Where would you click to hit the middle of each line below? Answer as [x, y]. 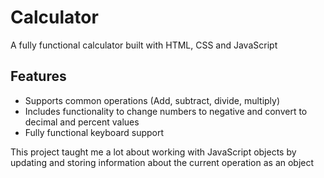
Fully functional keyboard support [94, 132]
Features [38, 76]
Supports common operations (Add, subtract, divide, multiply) [152, 100]
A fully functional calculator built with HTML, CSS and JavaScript [144, 45]
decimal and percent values [82, 122]
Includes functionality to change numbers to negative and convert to [166, 111]
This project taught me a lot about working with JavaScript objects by [153, 152]
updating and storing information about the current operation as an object [162, 162]
